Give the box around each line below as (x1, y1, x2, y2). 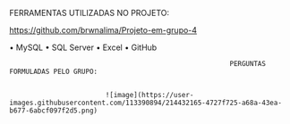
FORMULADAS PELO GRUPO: (9, 67, 98, 76)
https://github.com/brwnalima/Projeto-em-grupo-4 (9, 25, 198, 35)
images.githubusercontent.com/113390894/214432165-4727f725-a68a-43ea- (9, 98, 282, 107)
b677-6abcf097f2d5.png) (9, 106, 98, 115)
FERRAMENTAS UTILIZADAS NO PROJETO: (9, 8, 170, 18)
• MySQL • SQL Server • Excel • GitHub (9, 42, 158, 53)
